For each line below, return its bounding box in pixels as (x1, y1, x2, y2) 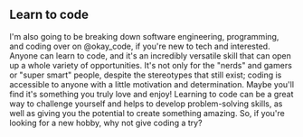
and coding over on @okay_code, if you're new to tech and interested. (9, 41, 270, 51)
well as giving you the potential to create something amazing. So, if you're (9, 107, 285, 118)
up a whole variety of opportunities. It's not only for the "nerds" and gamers (9, 59, 292, 70)
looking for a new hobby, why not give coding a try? (9, 117, 203, 128)
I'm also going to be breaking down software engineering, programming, (9, 31, 279, 41)
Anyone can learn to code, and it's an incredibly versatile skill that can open (9, 50, 292, 61)
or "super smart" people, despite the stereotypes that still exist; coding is (9, 69, 282, 80)
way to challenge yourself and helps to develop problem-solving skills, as (9, 98, 283, 109)
